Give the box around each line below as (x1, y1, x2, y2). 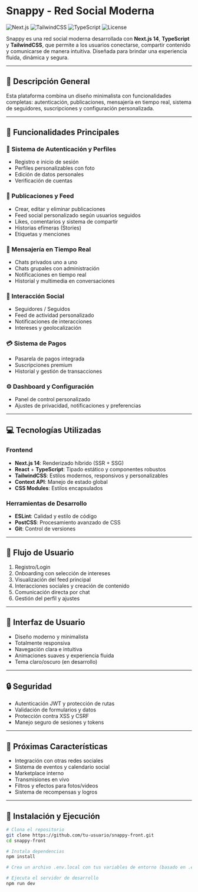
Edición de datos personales (14, 171, 84, 178)
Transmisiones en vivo (14, 776, 70, 783)
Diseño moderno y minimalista (14, 633, 88, 640)
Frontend (6, 446, 33, 454)
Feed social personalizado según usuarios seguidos (14, 211, 141, 219)
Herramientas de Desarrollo (6, 499, 87, 507)
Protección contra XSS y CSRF (14, 713, 90, 720)
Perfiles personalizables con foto (14, 165, 95, 172)
